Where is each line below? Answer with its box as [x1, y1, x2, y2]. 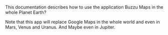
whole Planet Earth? [5, 9, 47, 15]
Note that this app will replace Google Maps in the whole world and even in [5, 19, 160, 25]
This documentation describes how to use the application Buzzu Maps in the [5, 4, 163, 10]
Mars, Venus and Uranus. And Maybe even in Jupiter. [5, 24, 115, 30]
